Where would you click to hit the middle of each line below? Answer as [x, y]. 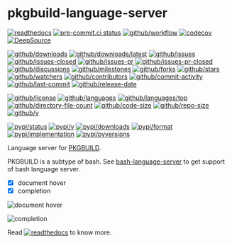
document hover [42, 183]
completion [34, 191]
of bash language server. [44, 169]
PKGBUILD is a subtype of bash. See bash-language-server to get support [116, 162]
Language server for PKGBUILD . [54, 147]
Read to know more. [60, 232]
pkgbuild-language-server [88, 13]
